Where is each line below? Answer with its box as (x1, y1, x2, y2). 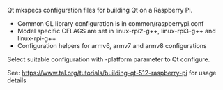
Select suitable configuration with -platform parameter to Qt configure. (7, 55, 210, 63)
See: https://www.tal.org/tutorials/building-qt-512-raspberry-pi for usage (7, 69, 217, 77)
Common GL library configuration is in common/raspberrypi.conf (17, 20, 204, 27)
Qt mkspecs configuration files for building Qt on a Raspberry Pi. (7, 6, 193, 14)
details (7, 76, 26, 84)
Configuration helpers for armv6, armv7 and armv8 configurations (17, 42, 207, 50)
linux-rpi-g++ (17, 34, 56, 43)
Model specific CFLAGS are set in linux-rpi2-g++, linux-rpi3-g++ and (17, 27, 216, 35)
